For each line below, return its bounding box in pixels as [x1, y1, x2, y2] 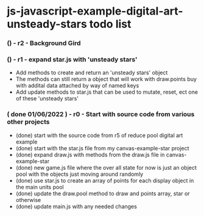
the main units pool [15, 183, 64, 190]
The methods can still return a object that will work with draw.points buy [15, 75, 197, 83]
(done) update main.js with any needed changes [15, 203, 138, 210]
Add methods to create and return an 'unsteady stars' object [15, 69, 168, 77]
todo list [89, 17, 132, 31]
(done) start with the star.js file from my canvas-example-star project [15, 144, 189, 152]
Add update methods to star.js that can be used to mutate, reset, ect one [15, 88, 199, 96]
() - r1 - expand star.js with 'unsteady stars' [7, 55, 138, 64]
